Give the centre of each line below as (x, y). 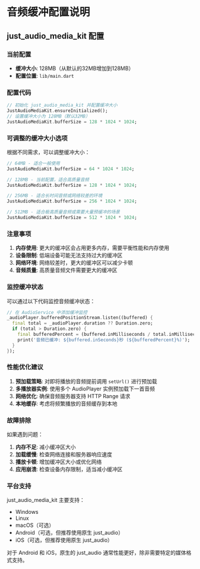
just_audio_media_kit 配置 (55, 36)
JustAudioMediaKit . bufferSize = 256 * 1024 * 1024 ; (72, 201)
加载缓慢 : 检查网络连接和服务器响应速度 (64, 454)
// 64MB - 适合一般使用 (33, 163)
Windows (27, 512)
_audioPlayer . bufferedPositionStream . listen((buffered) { (80, 318)
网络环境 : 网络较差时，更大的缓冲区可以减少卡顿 (74, 263)
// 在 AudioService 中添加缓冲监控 (47, 312)
